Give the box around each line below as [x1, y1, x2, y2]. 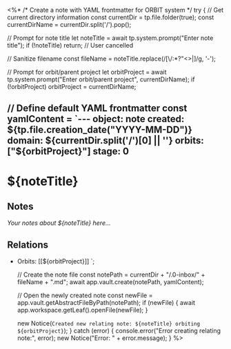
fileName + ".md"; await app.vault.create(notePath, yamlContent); [17, 278, 204, 286]
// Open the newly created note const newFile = [17, 291, 153, 299]
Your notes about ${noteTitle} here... [7, 219, 112, 227]
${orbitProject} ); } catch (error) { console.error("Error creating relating [17, 327, 221, 335]
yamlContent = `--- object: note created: [7, 113, 185, 125]
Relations [7, 239, 49, 250]
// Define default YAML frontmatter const [7, 103, 188, 114]
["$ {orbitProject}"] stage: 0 [7, 146, 130, 157]
